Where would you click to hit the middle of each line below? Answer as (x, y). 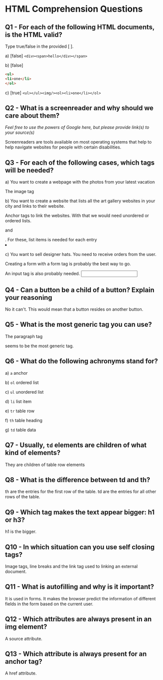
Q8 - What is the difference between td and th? (78, 480)
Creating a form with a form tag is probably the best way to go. (68, 264)
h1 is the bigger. (21, 531)
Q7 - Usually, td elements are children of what (76, 445)
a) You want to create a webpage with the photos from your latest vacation (80, 182)
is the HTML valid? (34, 34)
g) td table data (21, 430)
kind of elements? (33, 453)
